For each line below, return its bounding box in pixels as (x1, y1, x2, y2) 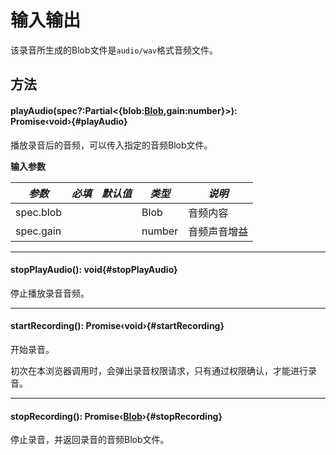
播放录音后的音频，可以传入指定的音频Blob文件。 (10, 139, 213, 151)
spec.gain (15, 224, 62, 238)
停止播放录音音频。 (10, 287, 90, 299)
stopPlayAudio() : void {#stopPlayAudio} (10, 264, 178, 276)
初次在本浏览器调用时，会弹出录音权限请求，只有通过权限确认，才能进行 (10, 364, 308, 376)
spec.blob (15, 205, 63, 219)
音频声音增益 (188, 224, 249, 238)
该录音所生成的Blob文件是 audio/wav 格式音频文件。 (10, 44, 218, 56)
